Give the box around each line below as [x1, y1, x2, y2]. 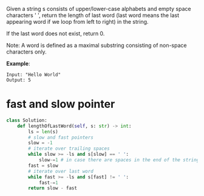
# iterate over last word [28, 168, 94, 174]
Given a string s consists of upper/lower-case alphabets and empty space [6, 5, 191, 12]
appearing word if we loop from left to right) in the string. [6, 18, 149, 25]
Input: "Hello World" [6, 72, 61, 78]
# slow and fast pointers [28, 134, 94, 141]
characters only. [6, 48, 47, 55]
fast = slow [28, 163, 59, 169]
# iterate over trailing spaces [28, 145, 110, 152]
